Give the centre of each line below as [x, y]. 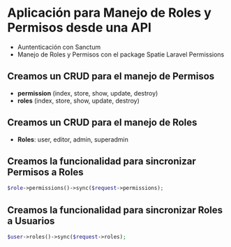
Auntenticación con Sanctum [59, 47]
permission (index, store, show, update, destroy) [88, 93]
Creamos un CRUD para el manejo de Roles [102, 122]
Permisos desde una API [80, 28]
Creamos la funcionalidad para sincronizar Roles [115, 210]
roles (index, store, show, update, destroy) [78, 100]
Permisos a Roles [45, 172]
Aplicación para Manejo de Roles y [109, 13]
